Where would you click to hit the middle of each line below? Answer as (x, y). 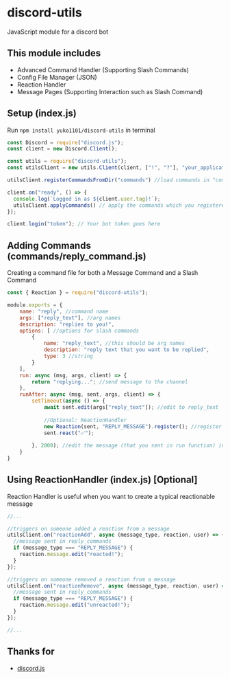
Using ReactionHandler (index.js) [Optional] (102, 480)
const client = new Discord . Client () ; (62, 149)
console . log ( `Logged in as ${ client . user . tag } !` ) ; (87, 199)
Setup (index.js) (42, 114)
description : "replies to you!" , (67, 324)
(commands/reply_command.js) (77, 256)
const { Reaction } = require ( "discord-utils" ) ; (78, 293)
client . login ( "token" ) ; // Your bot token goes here (84, 224)
